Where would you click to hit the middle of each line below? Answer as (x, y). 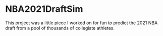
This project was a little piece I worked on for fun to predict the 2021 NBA (82, 23)
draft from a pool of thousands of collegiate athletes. (60, 28)
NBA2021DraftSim (44, 9)
